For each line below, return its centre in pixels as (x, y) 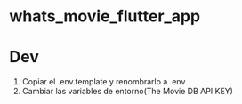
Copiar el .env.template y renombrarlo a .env (104, 82)
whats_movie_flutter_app (105, 16)
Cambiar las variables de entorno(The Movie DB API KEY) (128, 92)
